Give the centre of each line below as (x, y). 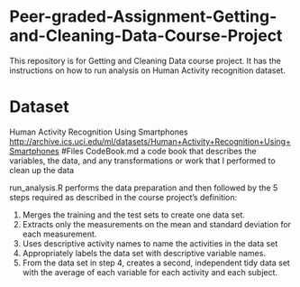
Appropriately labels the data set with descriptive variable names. (144, 253)
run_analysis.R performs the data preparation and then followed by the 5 (144, 188)
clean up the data (42, 170)
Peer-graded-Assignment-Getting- (143, 17)
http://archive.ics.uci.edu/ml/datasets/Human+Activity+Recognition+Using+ (150, 141)
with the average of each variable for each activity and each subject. (150, 272)
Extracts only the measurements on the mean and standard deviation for (156, 224)
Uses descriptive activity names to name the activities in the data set (150, 243)
